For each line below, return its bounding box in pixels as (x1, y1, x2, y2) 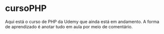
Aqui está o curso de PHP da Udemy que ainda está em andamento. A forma (5, 19, 160, 24)
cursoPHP (5, 3, 47, 14)
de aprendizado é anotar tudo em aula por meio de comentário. (5, 23, 133, 29)
